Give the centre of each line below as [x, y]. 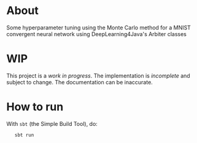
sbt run [24, 135]
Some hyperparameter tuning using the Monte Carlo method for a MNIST [99, 28]
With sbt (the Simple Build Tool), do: [52, 123]
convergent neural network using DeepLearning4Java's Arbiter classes [97, 34]
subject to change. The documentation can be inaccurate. [80, 82]
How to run [35, 107]
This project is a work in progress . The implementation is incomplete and [98, 75]
